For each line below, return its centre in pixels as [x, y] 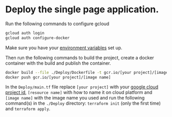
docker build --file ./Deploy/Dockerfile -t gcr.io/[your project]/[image [87, 72]
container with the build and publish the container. [58, 63]
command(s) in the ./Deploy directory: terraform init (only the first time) [83, 103]
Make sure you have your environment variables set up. [64, 48]
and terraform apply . [28, 109]
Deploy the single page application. [82, 9]
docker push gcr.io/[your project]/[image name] [58, 77]
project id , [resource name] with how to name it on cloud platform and [79, 92]
